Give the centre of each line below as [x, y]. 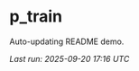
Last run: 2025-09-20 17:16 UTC [69, 58]
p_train [36, 17]
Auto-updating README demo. [67, 41]
